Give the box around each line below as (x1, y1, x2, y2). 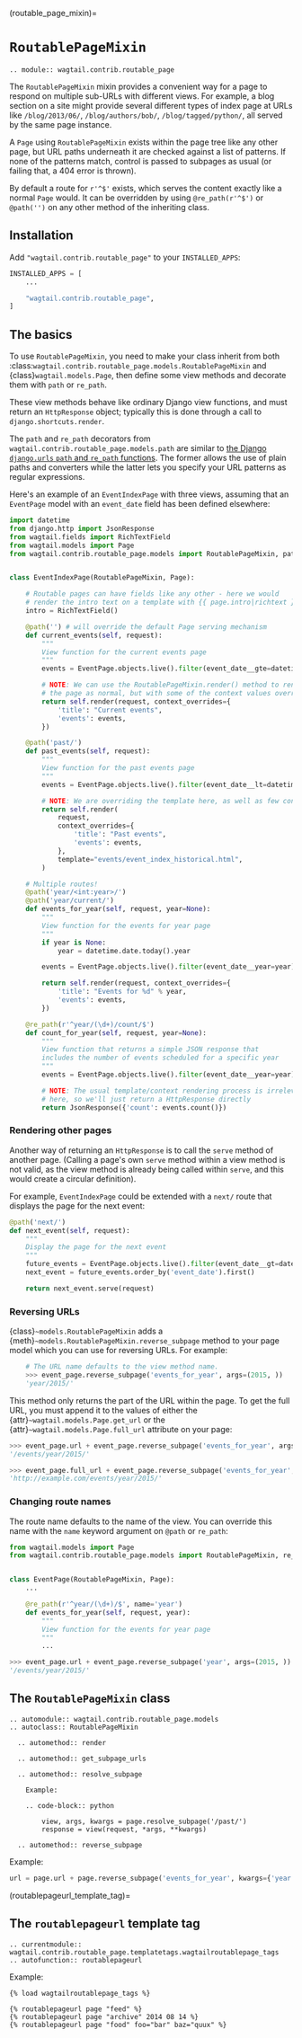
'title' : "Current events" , (57, 705, 164, 714)
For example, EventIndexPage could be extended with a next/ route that (9, 1191, 272, 1201)
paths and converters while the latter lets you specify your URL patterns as (9, 462, 287, 473)
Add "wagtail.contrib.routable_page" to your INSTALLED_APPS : (9, 252, 241, 262)
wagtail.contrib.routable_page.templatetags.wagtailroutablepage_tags (9, 1947, 280, 1957)
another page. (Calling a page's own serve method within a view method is (9, 1154, 286, 1165)
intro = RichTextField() (25, 607, 119, 616)
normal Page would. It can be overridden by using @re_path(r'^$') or (9, 192, 263, 203)
